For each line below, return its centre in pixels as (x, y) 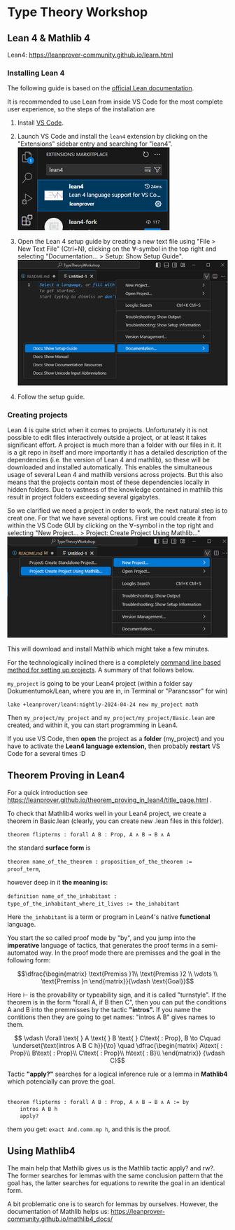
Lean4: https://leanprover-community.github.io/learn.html (90, 55)
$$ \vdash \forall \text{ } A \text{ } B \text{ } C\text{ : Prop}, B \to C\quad (117, 1038)
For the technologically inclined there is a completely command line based (114, 662)
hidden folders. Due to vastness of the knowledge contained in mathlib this (115, 490)
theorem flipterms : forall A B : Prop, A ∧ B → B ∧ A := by (98, 1102)
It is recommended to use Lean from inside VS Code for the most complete (115, 102)
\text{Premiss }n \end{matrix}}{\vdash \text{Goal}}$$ (117, 981)
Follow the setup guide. (51, 396)
